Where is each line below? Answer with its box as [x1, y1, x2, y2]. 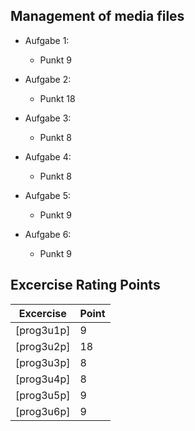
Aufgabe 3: [24, 112, 72, 124]
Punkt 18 [39, 92, 76, 104]
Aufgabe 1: [24, 34, 70, 46]
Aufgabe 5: [24, 189, 71, 201]
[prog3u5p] [15, 388, 71, 402]
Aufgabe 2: [24, 73, 72, 85]
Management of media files [10, 8, 185, 25]
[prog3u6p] [15, 404, 71, 418]
